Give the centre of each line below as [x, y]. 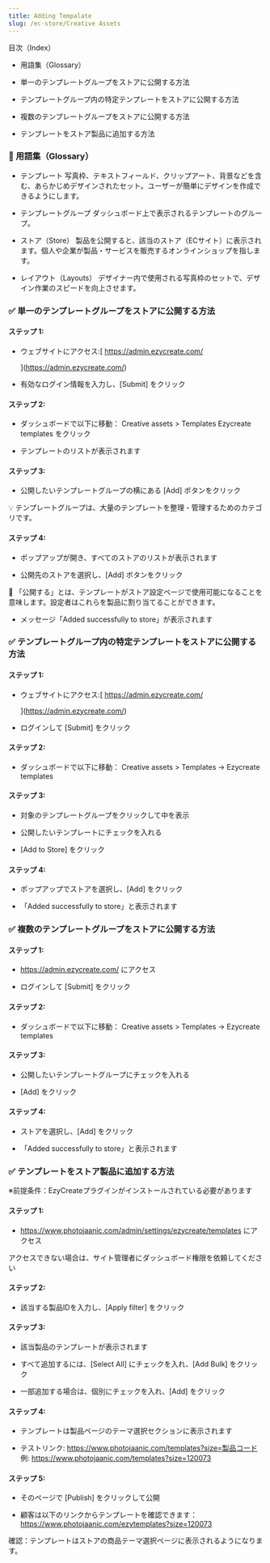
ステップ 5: [27, 1478]
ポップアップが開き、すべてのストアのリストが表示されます [119, 557]
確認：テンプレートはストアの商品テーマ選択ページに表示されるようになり [132, 1541]
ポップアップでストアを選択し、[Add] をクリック [101, 889]
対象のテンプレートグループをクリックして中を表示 [105, 815]
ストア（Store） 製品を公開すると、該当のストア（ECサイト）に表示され [141, 240]
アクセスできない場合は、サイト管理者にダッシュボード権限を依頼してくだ [132, 1257]
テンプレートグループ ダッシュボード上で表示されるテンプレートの [131, 213]
